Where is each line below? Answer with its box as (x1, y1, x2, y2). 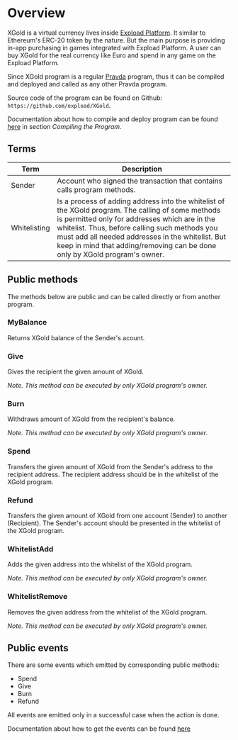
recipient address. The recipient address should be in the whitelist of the (7, 470, 219, 478)
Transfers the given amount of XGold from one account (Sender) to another (7, 512, 228, 520)
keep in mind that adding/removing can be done (57, 240, 217, 250)
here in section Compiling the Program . (7, 122, 122, 130)
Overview (7, 5, 66, 21)
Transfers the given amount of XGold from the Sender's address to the (7, 462, 213, 471)
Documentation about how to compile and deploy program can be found (7, 115, 218, 123)
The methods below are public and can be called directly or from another (7, 292, 221, 301)
